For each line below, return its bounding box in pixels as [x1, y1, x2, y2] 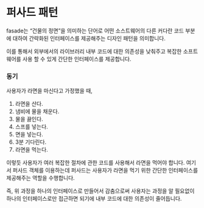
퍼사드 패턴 [6, 6, 58, 20]
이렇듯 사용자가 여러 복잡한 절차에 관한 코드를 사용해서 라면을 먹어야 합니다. [6, 159, 185, 166]
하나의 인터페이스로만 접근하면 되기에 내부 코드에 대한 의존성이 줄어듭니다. [6, 195, 182, 202]
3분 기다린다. [15, 138, 47, 146]
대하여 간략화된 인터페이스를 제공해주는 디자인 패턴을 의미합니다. [12, 34, 166, 42]
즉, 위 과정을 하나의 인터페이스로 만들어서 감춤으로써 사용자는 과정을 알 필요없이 [6, 187, 195, 195]
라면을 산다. [15, 100, 44, 108]
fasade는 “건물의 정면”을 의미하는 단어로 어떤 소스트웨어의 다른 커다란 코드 [6, 27, 185, 34]
